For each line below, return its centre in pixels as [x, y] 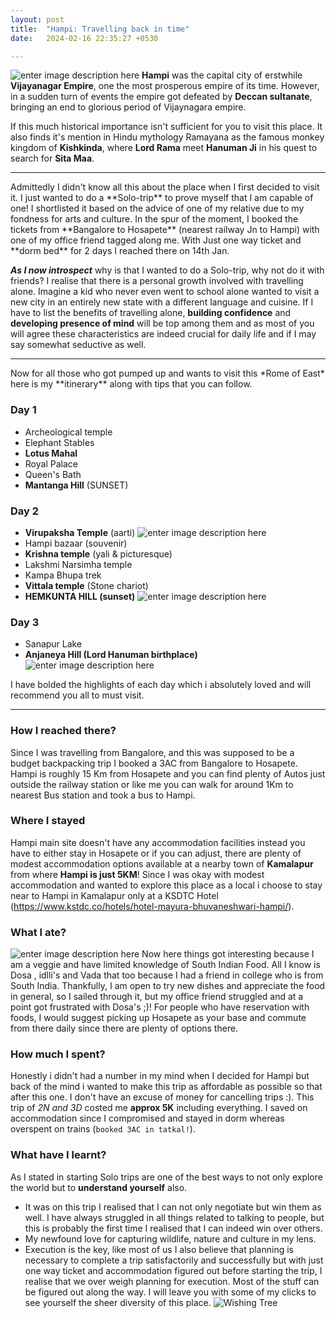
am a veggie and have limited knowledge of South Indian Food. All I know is [165, 965]
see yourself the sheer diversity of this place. [118, 1302]
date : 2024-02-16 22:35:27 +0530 [84, 38]
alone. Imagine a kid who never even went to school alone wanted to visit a [165, 292]
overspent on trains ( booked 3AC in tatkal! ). [103, 1129]
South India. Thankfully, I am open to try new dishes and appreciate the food [168, 986]
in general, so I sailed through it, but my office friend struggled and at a [157, 997]
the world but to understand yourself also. [99, 1187]
